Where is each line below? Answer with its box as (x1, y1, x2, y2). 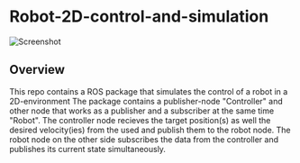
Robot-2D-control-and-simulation (9, 6, 269, 27)
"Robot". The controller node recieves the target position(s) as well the (9, 114, 271, 125)
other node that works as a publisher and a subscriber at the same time (9, 105, 275, 116)
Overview (9, 62, 66, 77)
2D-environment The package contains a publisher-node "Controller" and (9, 95, 283, 106)
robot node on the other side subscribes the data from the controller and (9, 133, 279, 145)
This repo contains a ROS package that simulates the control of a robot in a (9, 86, 288, 96)
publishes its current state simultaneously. (9, 143, 167, 154)
